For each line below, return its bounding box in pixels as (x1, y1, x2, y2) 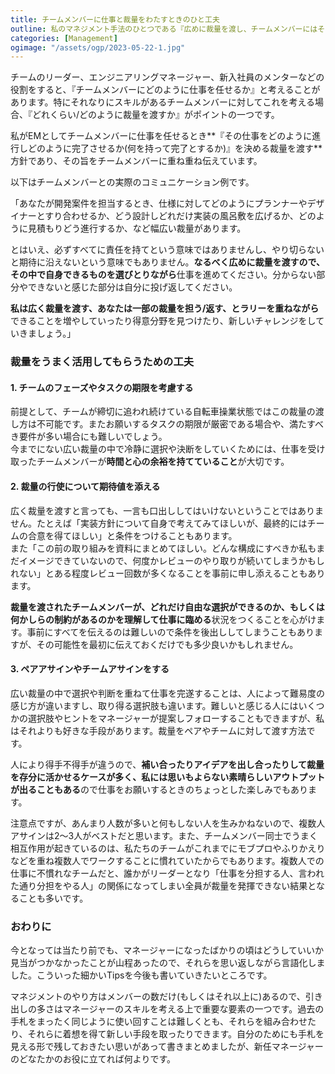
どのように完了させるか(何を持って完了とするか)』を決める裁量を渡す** (27, 142, 323, 155)
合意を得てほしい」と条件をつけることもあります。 (27, 529, 238, 541)
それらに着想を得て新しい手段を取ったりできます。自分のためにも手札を (27, 1028, 325, 1040)
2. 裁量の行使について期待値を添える (10, 480, 161, 492)
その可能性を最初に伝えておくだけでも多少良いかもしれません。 (36, 638, 299, 650)
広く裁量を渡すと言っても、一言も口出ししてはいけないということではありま (10, 504, 325, 516)
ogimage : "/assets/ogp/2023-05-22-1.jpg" (10, 42, 186, 53)
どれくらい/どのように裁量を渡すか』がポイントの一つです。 (31, 109, 280, 121)
